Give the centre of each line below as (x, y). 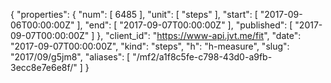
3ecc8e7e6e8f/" (44, 67)
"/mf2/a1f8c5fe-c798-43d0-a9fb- (202, 57)
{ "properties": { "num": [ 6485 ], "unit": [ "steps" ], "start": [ (134, 14)
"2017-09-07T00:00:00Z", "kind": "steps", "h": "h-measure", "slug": (150, 46)
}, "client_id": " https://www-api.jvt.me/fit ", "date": (199, 35)
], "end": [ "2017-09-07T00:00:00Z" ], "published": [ (184, 25)
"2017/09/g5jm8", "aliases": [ (70, 57)
